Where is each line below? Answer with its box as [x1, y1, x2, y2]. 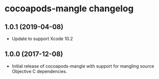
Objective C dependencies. [11, 68, 68, 74]
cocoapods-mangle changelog [4, 3, 134, 14]
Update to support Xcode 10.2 [11, 36, 73, 41]
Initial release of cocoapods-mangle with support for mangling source [11, 63, 154, 69]
